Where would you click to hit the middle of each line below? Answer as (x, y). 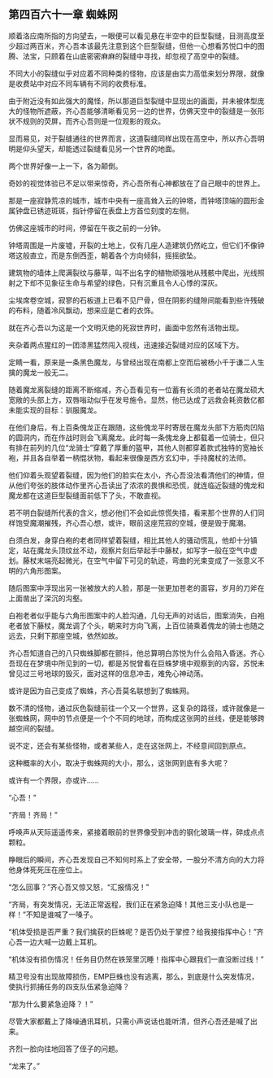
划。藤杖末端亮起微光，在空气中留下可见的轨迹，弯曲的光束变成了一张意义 (133, 561)
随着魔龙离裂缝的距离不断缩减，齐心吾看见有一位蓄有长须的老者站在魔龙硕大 (136, 390)
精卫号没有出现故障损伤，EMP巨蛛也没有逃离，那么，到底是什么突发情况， (134, 976)
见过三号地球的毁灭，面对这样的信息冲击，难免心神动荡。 (111, 673)
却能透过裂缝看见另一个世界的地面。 (119, 148)
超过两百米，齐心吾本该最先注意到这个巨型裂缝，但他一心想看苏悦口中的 (136, 46)
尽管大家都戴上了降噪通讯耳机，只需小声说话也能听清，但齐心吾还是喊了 (129, 1021)
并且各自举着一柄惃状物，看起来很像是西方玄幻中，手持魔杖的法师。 (136, 457)
